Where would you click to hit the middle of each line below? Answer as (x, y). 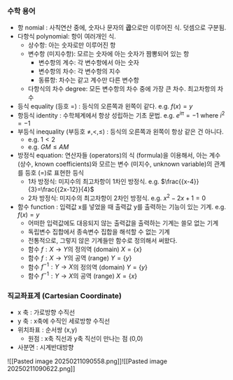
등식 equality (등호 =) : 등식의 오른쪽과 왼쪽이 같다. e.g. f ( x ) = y (105, 106)
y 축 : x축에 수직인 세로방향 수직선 (64, 321)
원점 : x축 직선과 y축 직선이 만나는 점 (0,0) (85, 339)
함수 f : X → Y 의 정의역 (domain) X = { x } (85, 249)
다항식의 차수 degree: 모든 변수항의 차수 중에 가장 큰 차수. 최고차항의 (122, 89)
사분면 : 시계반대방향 (45, 347)
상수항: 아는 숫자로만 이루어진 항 (72, 45)
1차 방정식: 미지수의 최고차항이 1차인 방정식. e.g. (93, 181)
